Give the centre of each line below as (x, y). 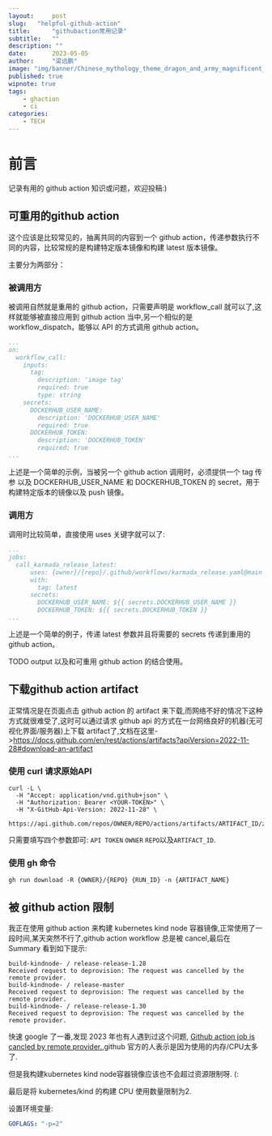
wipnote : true (32, 84)
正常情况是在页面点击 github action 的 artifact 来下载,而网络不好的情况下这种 (136, 710)
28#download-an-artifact (51, 748)
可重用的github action (64, 216)
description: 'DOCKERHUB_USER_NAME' (99, 418)
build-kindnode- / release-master (67, 985)
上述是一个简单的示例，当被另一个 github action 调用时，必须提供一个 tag (131, 472)
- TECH (34, 122)
